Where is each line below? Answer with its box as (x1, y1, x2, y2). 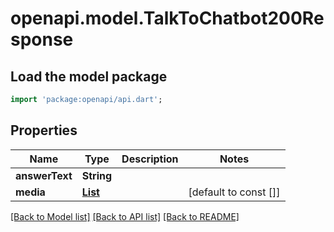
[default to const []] (188, 185, 281, 199)
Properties (10, 122, 78, 139)
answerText (15, 168, 73, 182)
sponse (10, 28, 74, 51)
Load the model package (10, 68, 168, 85)
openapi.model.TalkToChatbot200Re (10, 7, 325, 30)
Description (121, 152, 179, 166)
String (81, 168, 113, 182)
